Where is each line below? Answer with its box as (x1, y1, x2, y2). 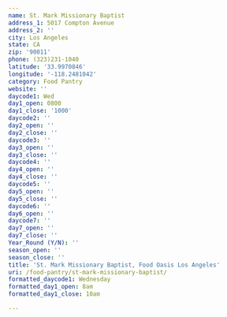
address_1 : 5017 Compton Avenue (8, 19, 114, 27)
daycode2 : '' (8, 114, 51, 122)
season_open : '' (8, 246, 61, 254)
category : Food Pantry (8, 77, 83, 85)
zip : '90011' (8, 48, 51, 56)
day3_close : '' (8, 151, 58, 158)
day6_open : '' (8, 210, 55, 218)
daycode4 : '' (8, 158, 51, 166)
